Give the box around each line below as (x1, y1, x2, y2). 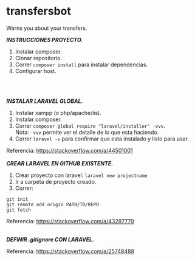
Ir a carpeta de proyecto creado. (15, 178, 97, 185)
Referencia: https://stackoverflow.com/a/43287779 (6, 217, 135, 224)
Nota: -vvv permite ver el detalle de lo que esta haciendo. (15, 128, 159, 136)
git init (6, 196, 29, 202)
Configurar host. (15, 67, 56, 74)
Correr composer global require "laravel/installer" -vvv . (15, 122, 165, 129)
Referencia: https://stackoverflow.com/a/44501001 (6, 147, 133, 154)
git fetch (6, 207, 32, 213)
